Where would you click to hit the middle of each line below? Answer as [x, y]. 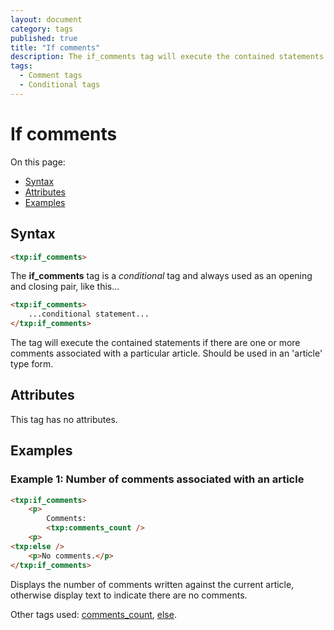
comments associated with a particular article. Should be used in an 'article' [166, 353]
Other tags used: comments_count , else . [93, 614]
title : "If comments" [55, 47]
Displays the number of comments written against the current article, [152, 584]
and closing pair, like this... [65, 287]
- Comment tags [51, 76]
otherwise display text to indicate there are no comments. [129, 595]
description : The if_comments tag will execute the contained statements [167, 57]
